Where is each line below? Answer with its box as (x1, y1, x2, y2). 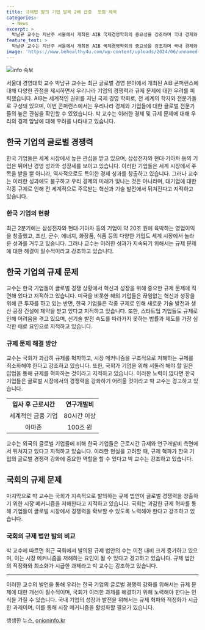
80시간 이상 (63, 411, 96, 420)
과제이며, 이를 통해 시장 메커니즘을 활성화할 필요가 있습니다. (12, 604, 154, 611)
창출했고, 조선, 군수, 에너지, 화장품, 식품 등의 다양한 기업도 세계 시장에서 (12, 232, 183, 239)
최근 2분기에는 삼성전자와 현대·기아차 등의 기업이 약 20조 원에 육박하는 (6, 224, 174, 232)
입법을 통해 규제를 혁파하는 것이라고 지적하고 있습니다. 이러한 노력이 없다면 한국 (6, 369, 195, 376)
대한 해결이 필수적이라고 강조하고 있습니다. (12, 247, 114, 254)
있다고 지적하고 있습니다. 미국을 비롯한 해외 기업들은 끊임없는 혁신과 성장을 (17, 291, 195, 299)
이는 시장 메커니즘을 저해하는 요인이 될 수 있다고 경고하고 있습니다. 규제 (14, 554, 184, 562)
